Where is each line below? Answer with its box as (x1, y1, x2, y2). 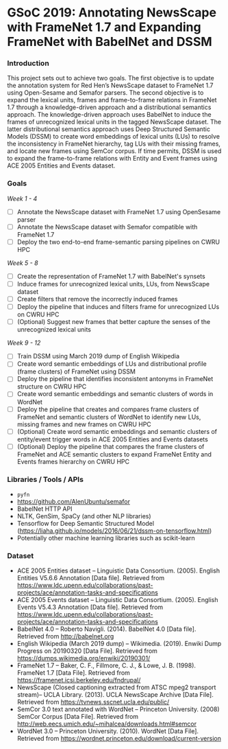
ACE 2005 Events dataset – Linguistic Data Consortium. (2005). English (16, 596, 218, 604)
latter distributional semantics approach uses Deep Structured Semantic (7, 125, 211, 133)
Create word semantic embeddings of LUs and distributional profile (16, 360, 207, 368)
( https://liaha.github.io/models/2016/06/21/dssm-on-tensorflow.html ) (16, 527, 212, 535)
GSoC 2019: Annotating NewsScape (7, 5, 217, 21)
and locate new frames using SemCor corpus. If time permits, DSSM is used (7, 147, 222, 155)
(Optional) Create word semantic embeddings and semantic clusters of (16, 427, 218, 435)
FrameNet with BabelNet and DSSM (7, 34, 212, 49)
